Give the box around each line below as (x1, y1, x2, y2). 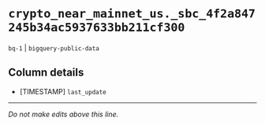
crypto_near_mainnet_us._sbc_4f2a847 (8, 6, 256, 21)
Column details (8, 66, 84, 79)
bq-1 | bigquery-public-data (8, 42, 100, 53)
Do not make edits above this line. (8, 109, 119, 119)
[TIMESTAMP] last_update (19, 86, 106, 96)
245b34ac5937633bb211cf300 (8, 20, 185, 35)
